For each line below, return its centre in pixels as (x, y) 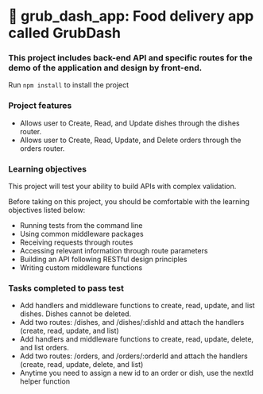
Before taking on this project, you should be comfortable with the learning (129, 202)
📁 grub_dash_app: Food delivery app (131, 16)
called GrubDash (65, 33)
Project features (40, 106)
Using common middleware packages (82, 234)
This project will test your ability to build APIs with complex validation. (122, 187)
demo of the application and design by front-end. (105, 68)
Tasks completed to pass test (66, 288)
